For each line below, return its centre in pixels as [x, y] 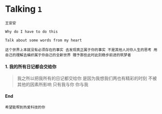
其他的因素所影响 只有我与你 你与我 [53, 85]
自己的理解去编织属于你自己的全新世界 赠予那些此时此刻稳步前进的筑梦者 [68, 55]
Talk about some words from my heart [44, 40]
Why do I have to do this [31, 31]
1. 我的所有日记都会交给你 [31, 66]
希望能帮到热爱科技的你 [25, 107]
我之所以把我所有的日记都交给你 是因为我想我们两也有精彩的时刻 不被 [87, 78]
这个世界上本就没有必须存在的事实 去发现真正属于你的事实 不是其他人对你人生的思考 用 [81, 50]
